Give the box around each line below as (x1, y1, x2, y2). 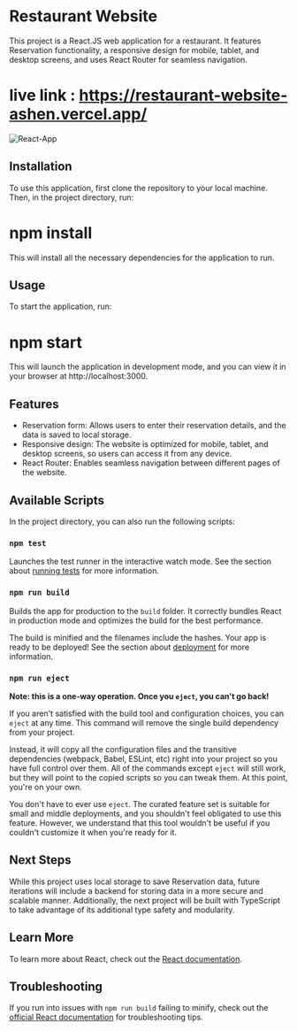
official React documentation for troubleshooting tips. (9, 1012, 203, 1023)
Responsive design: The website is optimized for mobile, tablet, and (21, 439, 269, 450)
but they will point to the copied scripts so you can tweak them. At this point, (9, 772, 288, 782)
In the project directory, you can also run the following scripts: (9, 516, 236, 527)
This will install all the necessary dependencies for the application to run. (9, 252, 275, 263)
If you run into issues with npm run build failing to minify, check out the (9, 1003, 269, 1013)
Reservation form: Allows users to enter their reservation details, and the (21, 420, 286, 431)
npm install (9, 223, 93, 242)
